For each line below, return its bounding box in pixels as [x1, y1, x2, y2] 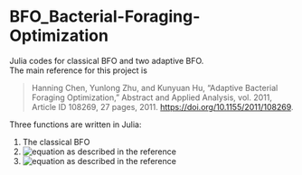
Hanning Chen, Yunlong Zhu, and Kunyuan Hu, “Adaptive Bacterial [31, 82, 278, 93]
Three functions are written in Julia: [9, 119, 142, 130]
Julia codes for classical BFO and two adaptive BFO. [9, 55, 204, 66]
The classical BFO [22, 136, 90, 147]
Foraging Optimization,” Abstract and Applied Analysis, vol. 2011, [31, 92, 273, 103]
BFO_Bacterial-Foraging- [9, 6, 201, 27]
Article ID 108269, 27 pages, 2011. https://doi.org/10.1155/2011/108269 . [31, 101, 294, 112]
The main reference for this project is [9, 65, 147, 76]
